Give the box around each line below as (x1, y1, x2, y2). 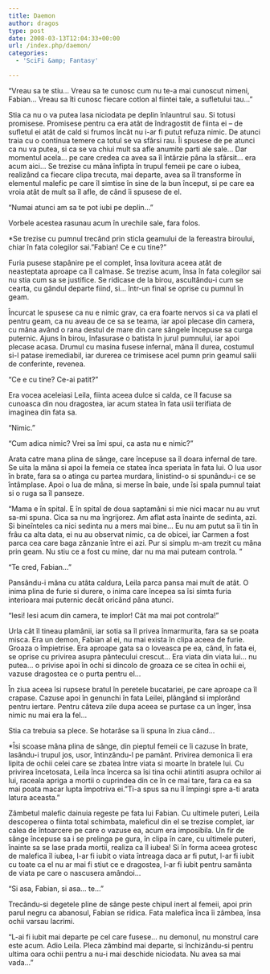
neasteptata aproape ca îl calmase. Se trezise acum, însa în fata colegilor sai (8, 266, 262, 276)
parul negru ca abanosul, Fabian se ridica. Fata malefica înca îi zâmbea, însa (8, 907, 261, 918)
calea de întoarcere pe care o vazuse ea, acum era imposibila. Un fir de (8, 825, 245, 835)
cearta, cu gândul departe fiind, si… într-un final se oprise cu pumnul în (8, 283, 243, 293)
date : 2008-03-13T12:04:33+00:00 (8, 34, 121, 43)
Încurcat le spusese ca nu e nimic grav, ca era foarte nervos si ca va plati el (8, 307, 259, 317)
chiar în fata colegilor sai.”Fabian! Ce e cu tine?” (8, 242, 167, 252)
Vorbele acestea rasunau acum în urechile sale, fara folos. (8, 218, 201, 228)
